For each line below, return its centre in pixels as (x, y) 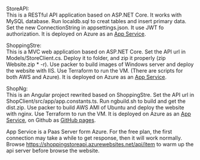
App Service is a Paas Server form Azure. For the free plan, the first (89, 131)
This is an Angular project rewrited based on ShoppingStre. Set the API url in (100, 95)
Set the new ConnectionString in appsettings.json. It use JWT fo (85, 27)
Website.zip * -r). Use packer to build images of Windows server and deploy (100, 64)
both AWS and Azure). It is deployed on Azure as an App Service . (87, 77)
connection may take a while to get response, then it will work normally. (94, 138)
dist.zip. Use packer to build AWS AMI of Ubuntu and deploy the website (95, 107)
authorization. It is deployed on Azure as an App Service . (76, 34)
